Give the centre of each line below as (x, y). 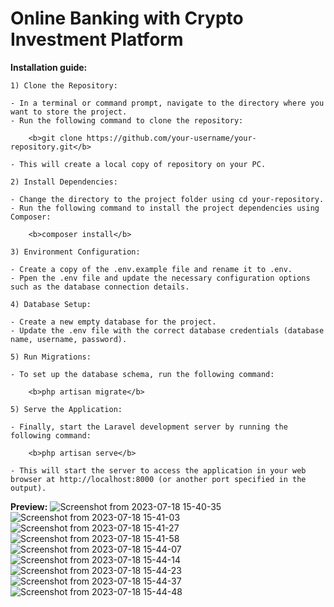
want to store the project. (69, 112)
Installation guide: (49, 67)
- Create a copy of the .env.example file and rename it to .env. (151, 269)
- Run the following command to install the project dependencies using (165, 208)
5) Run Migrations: (51, 357)
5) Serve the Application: (66, 409)
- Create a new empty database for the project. (113, 322)
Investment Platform (97, 39)
